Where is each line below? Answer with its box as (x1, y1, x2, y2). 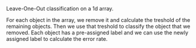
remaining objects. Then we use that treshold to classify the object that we (6, 23, 191, 30)
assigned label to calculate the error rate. (6, 36, 108, 42)
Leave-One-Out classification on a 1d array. (6, 5, 114, 12)
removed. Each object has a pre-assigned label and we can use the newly (6, 29, 189, 36)
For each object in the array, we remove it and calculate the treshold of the (6, 17, 191, 23)
